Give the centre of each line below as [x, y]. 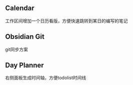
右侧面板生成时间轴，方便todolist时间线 [46, 78]
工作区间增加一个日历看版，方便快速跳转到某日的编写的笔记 [66, 21]
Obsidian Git [25, 37]
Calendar [20, 8]
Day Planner [24, 65]
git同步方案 [17, 49]
